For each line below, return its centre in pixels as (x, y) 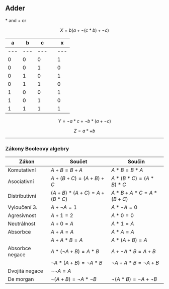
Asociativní (21, 182)
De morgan (21, 279)
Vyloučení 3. (23, 207)
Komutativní (22, 170)
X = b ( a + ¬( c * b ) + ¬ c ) (84, 30)
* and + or (16, 20)
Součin (136, 162)
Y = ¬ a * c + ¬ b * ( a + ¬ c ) (84, 121)
